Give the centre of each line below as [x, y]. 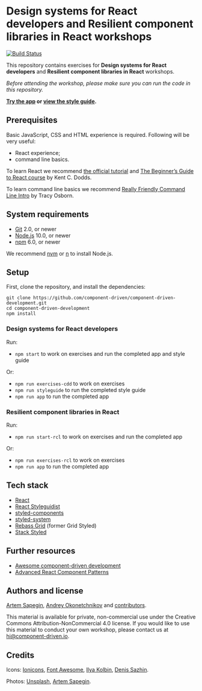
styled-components [39, 513]
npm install [21, 314]
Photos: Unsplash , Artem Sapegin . [49, 681]
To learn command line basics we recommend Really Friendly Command [96, 189]
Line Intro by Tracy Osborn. [40, 195]
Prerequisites [32, 120]
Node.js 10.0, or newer [43, 235]
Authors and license [45, 591]
